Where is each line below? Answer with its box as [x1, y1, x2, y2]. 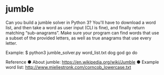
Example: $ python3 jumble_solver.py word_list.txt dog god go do [5, 50, 138, 56]
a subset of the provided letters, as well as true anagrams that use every [5, 35, 152, 41]
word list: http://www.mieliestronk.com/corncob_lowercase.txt [5, 64, 131, 70]
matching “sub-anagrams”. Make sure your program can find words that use [5, 30, 160, 36]
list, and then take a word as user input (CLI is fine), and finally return [5, 24, 145, 30]
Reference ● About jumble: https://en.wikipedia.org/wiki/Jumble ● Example [5, 59, 159, 65]
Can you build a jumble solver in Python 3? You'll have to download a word [5, 19, 156, 25]
